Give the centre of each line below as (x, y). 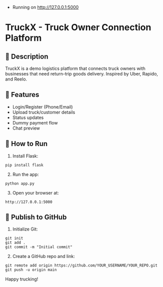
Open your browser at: (35, 192)
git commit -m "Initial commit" (39, 247)
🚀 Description (27, 56)
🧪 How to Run (26, 144)
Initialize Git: (25, 229)
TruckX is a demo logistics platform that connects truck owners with (75, 68)
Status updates (28, 117)
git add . (15, 243)
